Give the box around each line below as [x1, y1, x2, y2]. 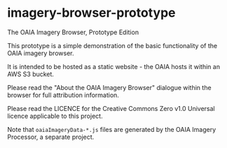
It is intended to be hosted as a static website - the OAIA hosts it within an [7, 62, 221, 71]
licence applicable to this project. [7, 112, 103, 120]
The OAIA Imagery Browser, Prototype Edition [7, 28, 139, 36]
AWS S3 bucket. [7, 70, 55, 78]
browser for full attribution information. [7, 91, 119, 99]
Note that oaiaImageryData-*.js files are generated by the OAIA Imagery [7, 125, 216, 133]
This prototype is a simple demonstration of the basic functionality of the [7, 41, 218, 50]
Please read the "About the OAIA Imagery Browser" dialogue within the [7, 83, 212, 91]
